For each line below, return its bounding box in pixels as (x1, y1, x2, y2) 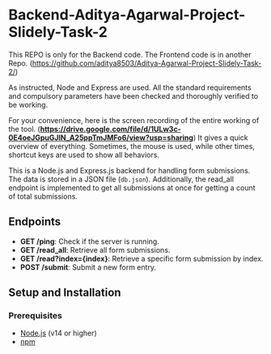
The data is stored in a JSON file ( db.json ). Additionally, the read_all (8, 174, 235, 184)
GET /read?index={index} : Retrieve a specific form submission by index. (19, 254, 264, 263)
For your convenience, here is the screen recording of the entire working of (8, 115, 260, 125)
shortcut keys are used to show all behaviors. (8, 150, 160, 160)
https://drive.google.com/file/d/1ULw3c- (40, 124, 182, 134)
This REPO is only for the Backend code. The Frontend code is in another (8, 49, 252, 59)
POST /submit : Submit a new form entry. (19, 262, 156, 272)
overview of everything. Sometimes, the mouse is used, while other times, (8, 141, 255, 151)
